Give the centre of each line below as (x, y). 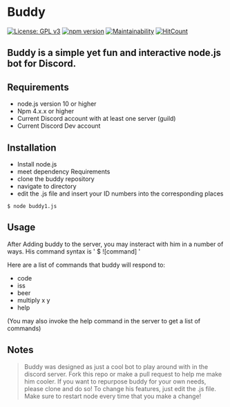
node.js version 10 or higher (57, 104)
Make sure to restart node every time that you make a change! (113, 396)
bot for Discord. (42, 64)
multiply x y (33, 300)
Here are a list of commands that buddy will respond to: (86, 265)
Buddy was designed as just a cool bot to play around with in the (116, 366)
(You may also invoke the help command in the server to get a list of (104, 321)
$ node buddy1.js (32, 206)
